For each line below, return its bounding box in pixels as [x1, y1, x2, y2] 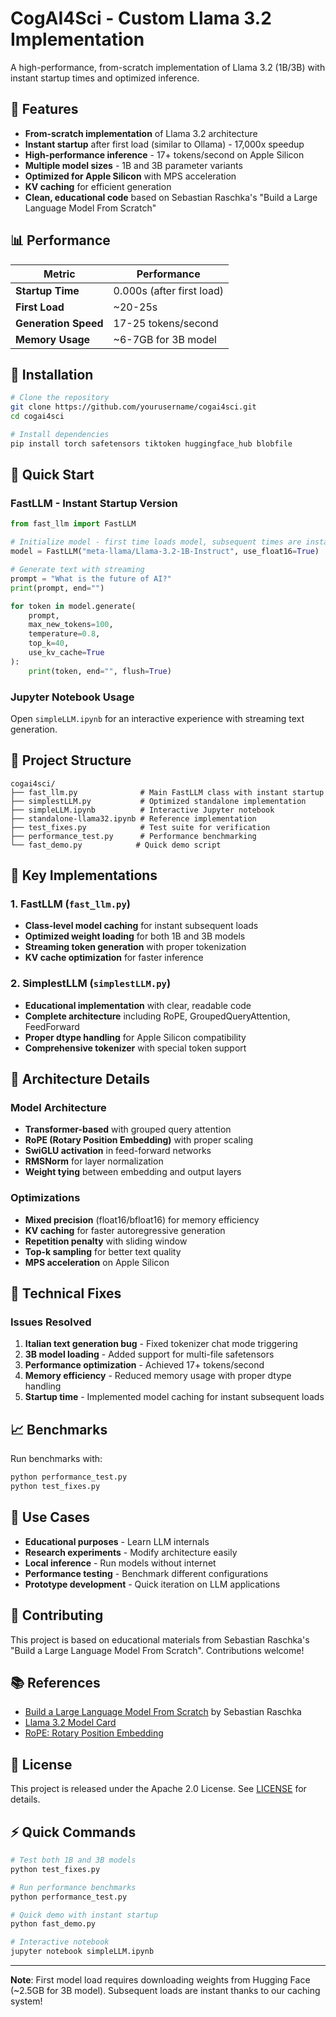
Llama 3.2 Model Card [24, 1717, 117, 1729]
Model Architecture [10, 1101, 107, 1115]
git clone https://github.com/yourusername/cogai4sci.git [10, 402, 257, 412]
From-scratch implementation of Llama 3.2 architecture [24, 127, 258, 139]
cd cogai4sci [10, 412, 65, 422]
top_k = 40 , [28, 638, 70, 649]
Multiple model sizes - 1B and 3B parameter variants [24, 159, 243, 171]
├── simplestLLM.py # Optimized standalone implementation [10, 796, 307, 806]
